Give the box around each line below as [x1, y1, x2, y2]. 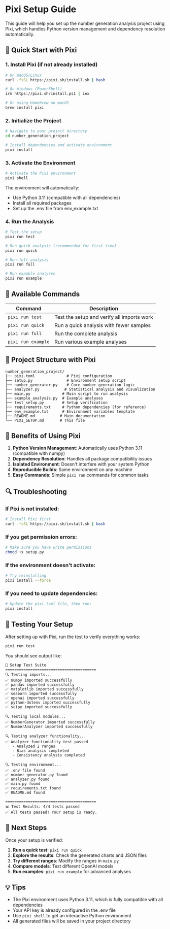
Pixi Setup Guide [5, 4, 77, 15]
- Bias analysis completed [12, 748, 70, 753]
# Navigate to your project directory [5, 128, 87, 134]
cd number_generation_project [5, 134, 70, 139]
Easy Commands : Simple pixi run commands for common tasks [12, 472, 149, 478]
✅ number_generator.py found [5, 772, 68, 777]
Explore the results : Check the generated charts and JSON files [12, 852, 147, 858]
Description [89, 305, 118, 312]
